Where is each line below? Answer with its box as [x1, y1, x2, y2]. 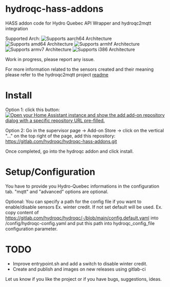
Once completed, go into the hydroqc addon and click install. [5, 148, 134, 154]
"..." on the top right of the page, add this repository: [5, 133, 116, 139]
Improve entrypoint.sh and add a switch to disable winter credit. [12, 260, 147, 266]
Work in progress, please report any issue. [5, 56, 95, 62]
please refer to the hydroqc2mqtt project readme [5, 71, 109, 77]
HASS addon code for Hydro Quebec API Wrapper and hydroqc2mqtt [5, 20, 152, 26]
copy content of [5, 209, 39, 215]
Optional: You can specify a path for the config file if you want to [5, 198, 142, 204]
